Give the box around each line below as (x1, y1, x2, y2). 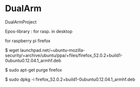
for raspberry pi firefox (5, 37, 51, 44)
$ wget (5, 47, 19, 53)
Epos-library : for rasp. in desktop (5, 28, 73, 34)
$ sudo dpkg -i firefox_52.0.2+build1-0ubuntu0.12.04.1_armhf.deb (5, 76, 135, 82)
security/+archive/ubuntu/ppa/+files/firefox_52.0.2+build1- (5, 52, 123, 58)
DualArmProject (5, 19, 37, 25)
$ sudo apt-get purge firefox (5, 67, 62, 73)
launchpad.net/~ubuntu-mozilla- (20, 47, 85, 53)
